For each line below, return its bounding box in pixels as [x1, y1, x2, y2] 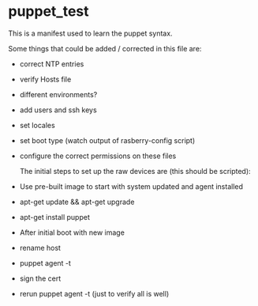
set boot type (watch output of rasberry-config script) [19, 135, 196, 145]
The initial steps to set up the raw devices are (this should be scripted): [19, 166, 251, 176]
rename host [19, 243, 62, 252]
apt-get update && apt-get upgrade [19, 197, 135, 206]
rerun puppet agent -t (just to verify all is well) [19, 289, 170, 298]
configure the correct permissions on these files [19, 151, 177, 161]
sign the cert [19, 274, 62, 283]
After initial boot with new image [19, 228, 125, 237]
